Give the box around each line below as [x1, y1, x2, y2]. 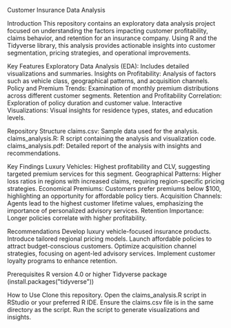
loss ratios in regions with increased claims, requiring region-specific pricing [7, 177, 225, 185]
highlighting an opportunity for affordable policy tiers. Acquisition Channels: [7, 192, 223, 200]
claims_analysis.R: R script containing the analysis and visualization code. [7, 134, 217, 143]
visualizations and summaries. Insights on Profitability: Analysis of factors [7, 69, 217, 78]
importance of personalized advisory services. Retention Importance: [7, 207, 204, 215]
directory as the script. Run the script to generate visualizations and [7, 306, 200, 313]
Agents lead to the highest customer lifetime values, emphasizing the [7, 199, 203, 207]
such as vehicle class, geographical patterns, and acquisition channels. [7, 77, 210, 85]
